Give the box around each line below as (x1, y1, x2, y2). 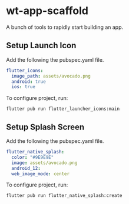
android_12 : (11, 165, 41, 171)
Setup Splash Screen (6, 122, 85, 132)
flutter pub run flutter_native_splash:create (6, 193, 123, 199)
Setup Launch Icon (6, 41, 77, 51)
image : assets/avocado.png (11, 160, 78, 166)
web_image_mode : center (11, 170, 70, 177)
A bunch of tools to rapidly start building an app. (6, 24, 124, 31)
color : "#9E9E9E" (11, 154, 54, 160)
